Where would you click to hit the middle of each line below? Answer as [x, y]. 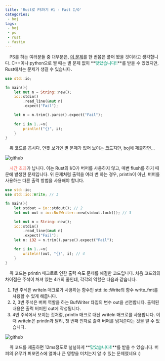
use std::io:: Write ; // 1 [32, 195]
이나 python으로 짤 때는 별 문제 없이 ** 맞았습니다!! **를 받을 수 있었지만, [90, 63]
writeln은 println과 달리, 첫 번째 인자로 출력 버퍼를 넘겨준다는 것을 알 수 [86, 321]
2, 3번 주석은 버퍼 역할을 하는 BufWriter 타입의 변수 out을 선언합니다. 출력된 [86, 302]
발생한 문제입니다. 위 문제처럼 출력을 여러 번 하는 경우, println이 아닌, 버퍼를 [87, 175]
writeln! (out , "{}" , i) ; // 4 [54, 253]
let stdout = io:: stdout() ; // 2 [48, 208]
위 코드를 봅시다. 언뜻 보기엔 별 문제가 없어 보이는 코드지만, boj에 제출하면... [82, 148]
